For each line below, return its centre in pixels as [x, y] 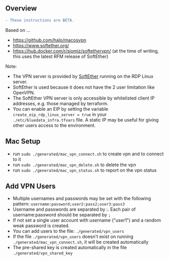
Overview [21, 8]
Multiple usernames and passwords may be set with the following [82, 198]
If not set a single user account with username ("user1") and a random [87, 220]
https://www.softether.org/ [41, 45]
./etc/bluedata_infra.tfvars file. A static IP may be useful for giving [86, 119]
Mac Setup [23, 141]
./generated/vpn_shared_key [43, 253]
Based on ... [18, 30]
